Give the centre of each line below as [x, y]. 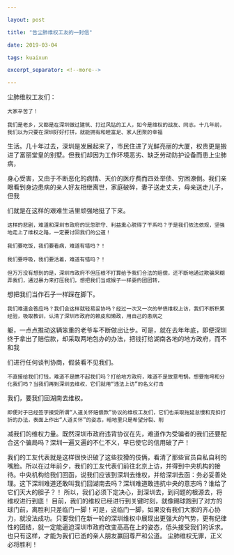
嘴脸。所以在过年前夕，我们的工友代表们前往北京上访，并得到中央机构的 [111, 466]
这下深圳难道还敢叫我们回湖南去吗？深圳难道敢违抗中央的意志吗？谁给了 [123, 484]
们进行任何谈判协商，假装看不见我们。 [62, 363]
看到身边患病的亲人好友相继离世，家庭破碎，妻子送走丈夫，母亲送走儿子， [120, 187]
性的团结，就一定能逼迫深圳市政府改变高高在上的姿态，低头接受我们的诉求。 [117, 527]
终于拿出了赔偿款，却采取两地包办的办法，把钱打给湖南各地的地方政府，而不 [117, 339]
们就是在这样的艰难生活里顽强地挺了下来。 [68, 211]
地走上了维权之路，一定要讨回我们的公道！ [59, 233]
